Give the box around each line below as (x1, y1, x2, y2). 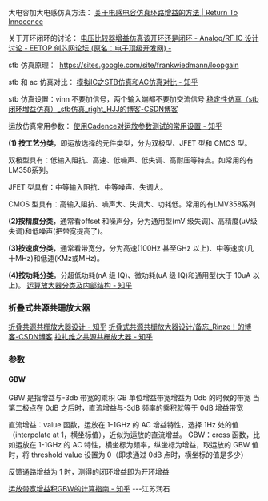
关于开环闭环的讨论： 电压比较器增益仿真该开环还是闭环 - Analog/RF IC (8, 34, 243, 42)
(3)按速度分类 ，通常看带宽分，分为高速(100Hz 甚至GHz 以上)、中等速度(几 (8, 243, 254, 253)
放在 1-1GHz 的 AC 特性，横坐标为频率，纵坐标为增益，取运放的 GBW (22, 440, 250, 450)
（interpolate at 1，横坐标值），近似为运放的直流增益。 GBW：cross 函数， (8, 430, 254, 439)
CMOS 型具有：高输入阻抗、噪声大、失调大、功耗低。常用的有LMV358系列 (8, 199, 256, 209)
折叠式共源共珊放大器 (8, 302, 90, 313)
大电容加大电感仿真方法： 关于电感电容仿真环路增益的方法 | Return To (8, 8, 238, 17)
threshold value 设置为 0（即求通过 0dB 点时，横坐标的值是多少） (30, 450, 248, 459)
